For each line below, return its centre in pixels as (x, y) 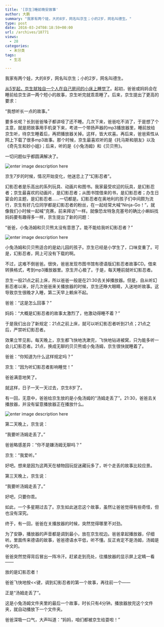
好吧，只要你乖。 (22, 497)
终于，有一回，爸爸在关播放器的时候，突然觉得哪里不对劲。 (65, 523)
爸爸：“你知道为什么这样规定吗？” (39, 356)
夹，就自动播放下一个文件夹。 (35, 609)
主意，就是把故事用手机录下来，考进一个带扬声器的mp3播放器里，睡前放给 (80, 128)
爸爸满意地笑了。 (22, 377)
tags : (10, 55)
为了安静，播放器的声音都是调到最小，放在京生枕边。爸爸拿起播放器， (76, 534)
